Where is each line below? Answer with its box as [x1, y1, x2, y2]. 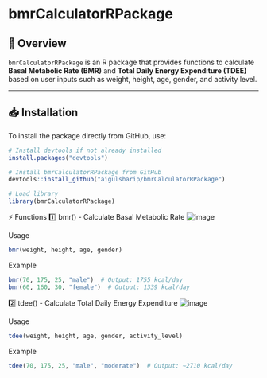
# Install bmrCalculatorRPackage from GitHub [8, 168, 161, 176]
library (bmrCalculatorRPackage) [8, 197, 115, 205]
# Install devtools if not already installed [8, 146, 161, 154]
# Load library [8, 190, 59, 198]
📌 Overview [8, 37, 67, 50]
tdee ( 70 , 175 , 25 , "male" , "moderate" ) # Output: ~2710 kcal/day [8, 361, 233, 370]
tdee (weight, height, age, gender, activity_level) [8, 332, 183, 340]
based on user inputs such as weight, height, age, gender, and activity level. [8, 75, 257, 84]
